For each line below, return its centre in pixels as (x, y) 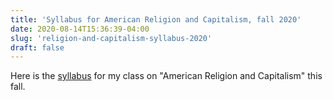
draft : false (37, 47)
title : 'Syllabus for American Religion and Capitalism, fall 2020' (156, 19)
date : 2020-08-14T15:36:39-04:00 (80, 29)
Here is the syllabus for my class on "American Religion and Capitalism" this (166, 76)
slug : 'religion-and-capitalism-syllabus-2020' (111, 38)
